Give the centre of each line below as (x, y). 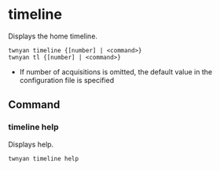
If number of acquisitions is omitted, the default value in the (116, 71)
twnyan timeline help (44, 158)
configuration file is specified (67, 80)
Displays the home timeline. (53, 36)
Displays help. (31, 144)
